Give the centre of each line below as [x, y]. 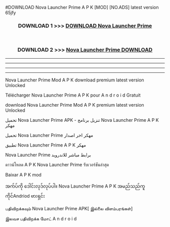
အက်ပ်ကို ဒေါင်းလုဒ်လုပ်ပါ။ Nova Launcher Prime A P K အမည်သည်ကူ [75, 186]
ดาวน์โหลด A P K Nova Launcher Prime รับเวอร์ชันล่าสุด [57, 164]
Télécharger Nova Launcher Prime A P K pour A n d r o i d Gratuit [73, 95]
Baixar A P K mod [24, 174]
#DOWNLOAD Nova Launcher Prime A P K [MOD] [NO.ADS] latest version [82, 7]
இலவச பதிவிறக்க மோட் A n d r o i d [41, 218]
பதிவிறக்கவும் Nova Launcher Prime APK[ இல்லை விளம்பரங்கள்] [69, 208]
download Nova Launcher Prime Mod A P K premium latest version [75, 105]
